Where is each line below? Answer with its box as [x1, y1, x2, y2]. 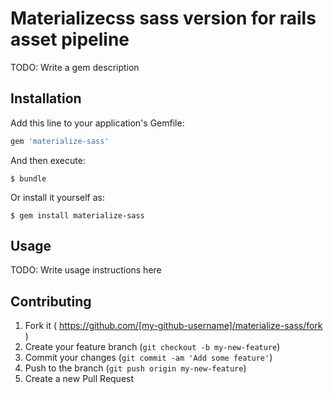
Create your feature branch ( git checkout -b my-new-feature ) [24, 341, 281, 353]
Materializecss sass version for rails [10, 7, 317, 30]
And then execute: [10, 154, 86, 166]
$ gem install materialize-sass [10, 210, 145, 221]
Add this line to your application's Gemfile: [10, 117, 185, 129]
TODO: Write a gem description [10, 61, 140, 73]
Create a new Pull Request [24, 373, 135, 385]
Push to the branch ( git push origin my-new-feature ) [24, 362, 247, 374]
